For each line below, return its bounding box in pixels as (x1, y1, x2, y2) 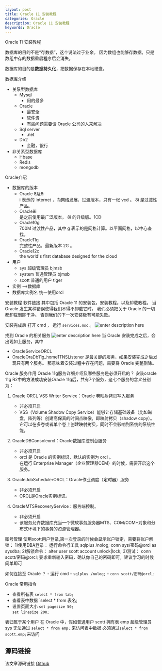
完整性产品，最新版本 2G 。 (19, 243, 75, 249)
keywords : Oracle (5, 25, 40, 30)
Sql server (19, 127, 40, 133)
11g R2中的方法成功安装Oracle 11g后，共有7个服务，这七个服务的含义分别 (5, 377, 151, 383)
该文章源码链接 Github (5, 660, 49, 666)
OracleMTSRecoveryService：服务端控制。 (12, 503, 99, 509)
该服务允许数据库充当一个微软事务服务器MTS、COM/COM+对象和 (19, 520, 151, 526)
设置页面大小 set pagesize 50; (12, 604, 74, 609)
